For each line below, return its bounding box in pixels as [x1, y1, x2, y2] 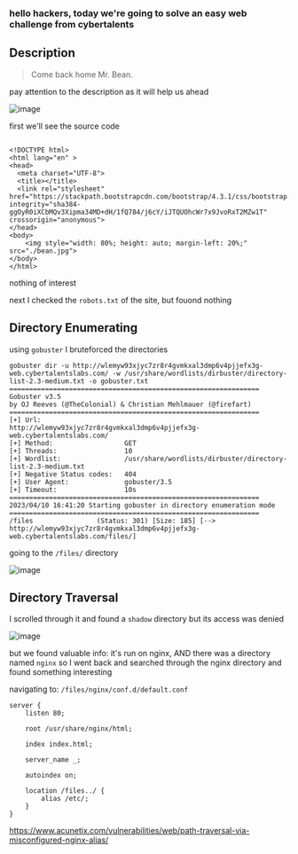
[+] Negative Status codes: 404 [9, 469, 137, 479]
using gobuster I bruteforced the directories [9, 344, 169, 355]
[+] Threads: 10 [9, 446, 133, 455]
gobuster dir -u [9, 361, 69, 370]
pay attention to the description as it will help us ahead [9, 86, 209, 97]
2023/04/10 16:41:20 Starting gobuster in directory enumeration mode [9, 500, 276, 510]
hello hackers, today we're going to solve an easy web [9, 7, 247, 20]
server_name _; [25, 756, 82, 764]
